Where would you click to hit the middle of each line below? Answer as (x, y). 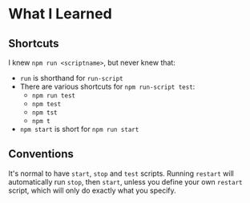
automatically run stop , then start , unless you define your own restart (125, 181)
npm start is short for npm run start (79, 129)
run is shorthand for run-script (71, 78)
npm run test (54, 96)
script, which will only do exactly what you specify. (92, 190)
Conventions (41, 154)
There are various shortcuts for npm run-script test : (107, 86)
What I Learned (60, 14)
